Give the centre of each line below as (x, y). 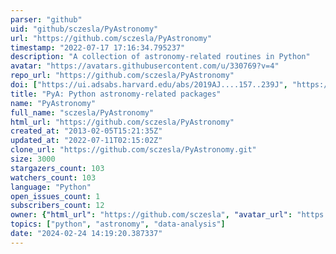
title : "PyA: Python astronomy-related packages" (116, 94)
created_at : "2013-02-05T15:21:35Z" (86, 131)
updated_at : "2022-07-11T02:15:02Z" (86, 141)
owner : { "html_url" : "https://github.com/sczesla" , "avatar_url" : (151, 215)
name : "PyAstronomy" (53, 103)
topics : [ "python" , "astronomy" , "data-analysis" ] (118, 224)
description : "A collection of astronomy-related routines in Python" (160, 57)
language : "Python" (51, 187)
